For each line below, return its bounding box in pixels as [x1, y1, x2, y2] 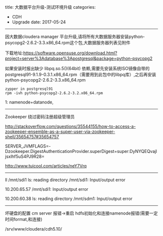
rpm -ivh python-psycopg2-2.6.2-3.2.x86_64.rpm [5, 91, 103, 96]
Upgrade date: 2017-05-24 [12, 19, 66, 25]
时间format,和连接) [5, 217, 43, 222]
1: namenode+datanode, [5, 99, 54, 105]
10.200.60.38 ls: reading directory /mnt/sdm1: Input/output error [5, 196, 132, 202]
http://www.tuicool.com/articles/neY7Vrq [5, 163, 87, 169]
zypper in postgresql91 [5, 86, 53, 91]
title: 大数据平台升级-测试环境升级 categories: [5, 4, 96, 10]
